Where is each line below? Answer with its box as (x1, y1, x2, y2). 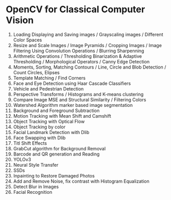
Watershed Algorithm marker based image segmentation (13, 102, 133, 108)
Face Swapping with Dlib (13, 135, 66, 141)
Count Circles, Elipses (13, 69, 60, 75)
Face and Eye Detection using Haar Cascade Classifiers (13, 80, 131, 86)
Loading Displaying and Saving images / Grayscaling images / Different (13, 31, 163, 37)
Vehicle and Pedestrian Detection (13, 85, 84, 92)
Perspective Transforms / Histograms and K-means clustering (13, 91, 144, 97)
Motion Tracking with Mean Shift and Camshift (13, 113, 112, 119)
